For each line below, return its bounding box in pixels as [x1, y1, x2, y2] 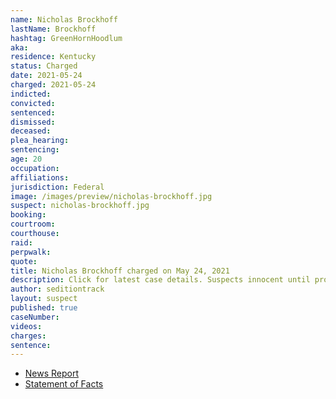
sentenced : [10, 107, 56, 118]
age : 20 [10, 154, 43, 164]
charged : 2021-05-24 [10, 80, 97, 90]
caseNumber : [10, 312, 60, 322]
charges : [10, 331, 47, 341]
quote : [10, 256, 38, 266]
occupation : [10, 163, 60, 173]
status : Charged [10, 61, 78, 71]
